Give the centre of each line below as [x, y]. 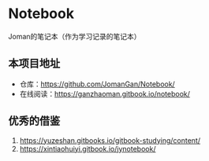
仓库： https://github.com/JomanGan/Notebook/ [97, 84]
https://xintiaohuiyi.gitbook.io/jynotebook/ [88, 148]
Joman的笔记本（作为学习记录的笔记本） [75, 36]
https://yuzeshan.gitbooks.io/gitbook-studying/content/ [110, 140]
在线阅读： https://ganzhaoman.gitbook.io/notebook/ [105, 93]
